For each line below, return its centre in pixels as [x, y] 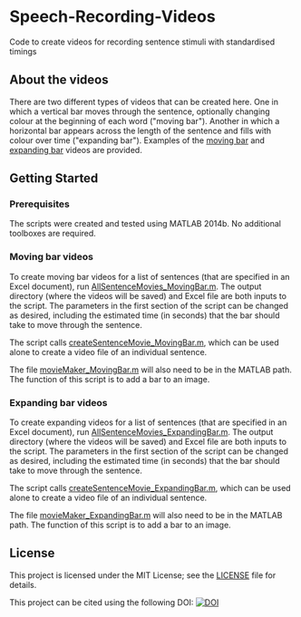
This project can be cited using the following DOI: [102, 602]
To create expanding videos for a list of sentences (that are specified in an [148, 422]
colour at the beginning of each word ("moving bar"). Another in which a [145, 121]
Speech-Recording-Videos [112, 17]
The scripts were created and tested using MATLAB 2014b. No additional [146, 224]
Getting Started [54, 178]
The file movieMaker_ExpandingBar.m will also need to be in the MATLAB [146, 516]
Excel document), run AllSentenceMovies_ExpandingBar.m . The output [141, 432]
